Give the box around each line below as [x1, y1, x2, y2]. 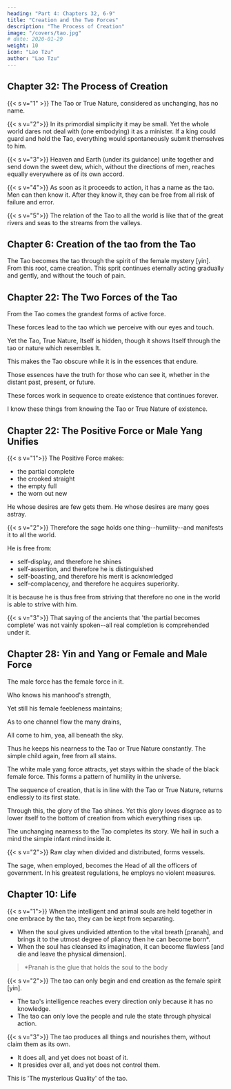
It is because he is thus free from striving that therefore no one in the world [7, 593, 221, 601]
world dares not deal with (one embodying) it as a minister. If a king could [7, 127, 216, 135]
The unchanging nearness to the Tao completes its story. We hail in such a [7, 827, 219, 836]
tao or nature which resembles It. [7, 344, 101, 352]
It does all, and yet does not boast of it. [17, 1053, 129, 1061]
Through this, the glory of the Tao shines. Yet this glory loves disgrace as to [7, 806, 222, 815]
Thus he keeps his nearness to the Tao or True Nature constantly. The [7, 744, 206, 753]
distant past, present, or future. [7, 378, 96, 387]
